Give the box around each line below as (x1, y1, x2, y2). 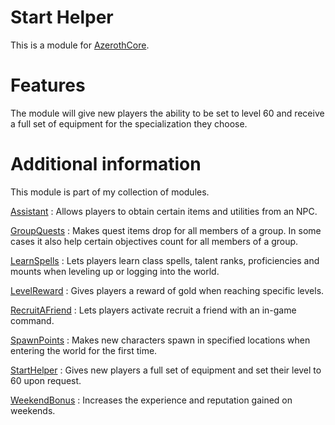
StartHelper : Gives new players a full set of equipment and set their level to (10, 364, 322, 376)
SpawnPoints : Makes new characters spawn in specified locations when (10, 334, 311, 346)
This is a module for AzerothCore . (10, 39, 150, 51)
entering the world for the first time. (10, 344, 158, 356)
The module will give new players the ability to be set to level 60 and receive (10, 107, 325, 119)
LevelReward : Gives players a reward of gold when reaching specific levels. (10, 284, 325, 296)
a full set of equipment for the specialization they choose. (10, 117, 248, 130)
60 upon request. (10, 374, 82, 386)
